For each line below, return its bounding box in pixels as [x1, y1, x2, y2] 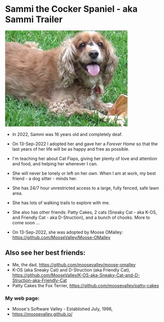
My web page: [5, 295, 40, 301]
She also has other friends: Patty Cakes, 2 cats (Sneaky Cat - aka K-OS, [12, 209, 158, 215]
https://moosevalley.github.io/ [12, 311, 72, 317]
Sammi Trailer [5, 14, 63, 25]
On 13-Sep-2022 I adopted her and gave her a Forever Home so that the [12, 141, 158, 147]
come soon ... [12, 219, 40, 225]
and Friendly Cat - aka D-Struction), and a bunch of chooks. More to [12, 215, 150, 220]
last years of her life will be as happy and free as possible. [12, 146, 130, 152]
